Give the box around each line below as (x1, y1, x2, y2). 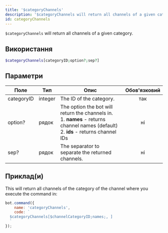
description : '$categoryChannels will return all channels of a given (5, 12, 155, 17)
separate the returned (60, 148, 111, 155)
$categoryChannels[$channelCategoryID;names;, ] (9, 214, 113, 219)
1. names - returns (60, 115, 106, 122)
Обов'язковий (125, 86, 160, 93)
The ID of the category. (60, 95, 115, 102)
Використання (5, 44, 53, 53)
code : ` (14, 209, 30, 215)
